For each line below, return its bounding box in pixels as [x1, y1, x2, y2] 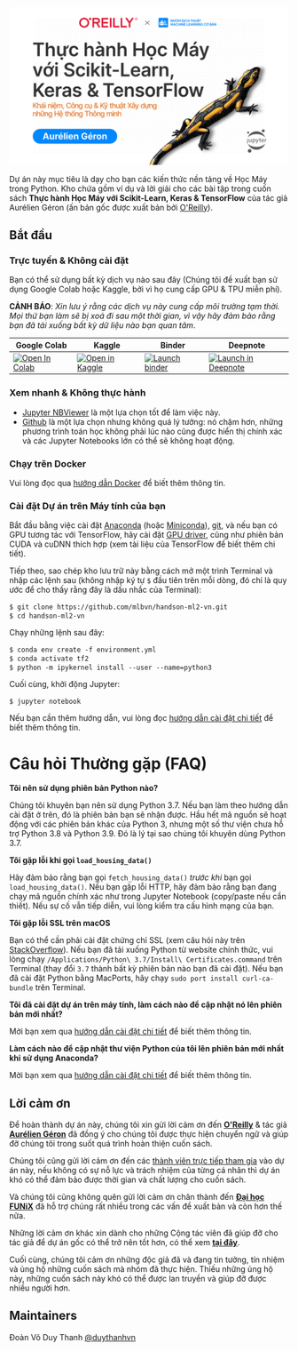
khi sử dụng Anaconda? [9, 1052, 99, 1064]
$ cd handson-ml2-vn [9, 612, 86, 620]
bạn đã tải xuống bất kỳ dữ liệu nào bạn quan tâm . [9, 320, 196, 331]
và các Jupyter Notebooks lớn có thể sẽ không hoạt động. [21, 435, 235, 446]
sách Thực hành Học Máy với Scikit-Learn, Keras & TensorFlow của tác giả [9, 192, 288, 203]
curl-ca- [241, 974, 275, 984]
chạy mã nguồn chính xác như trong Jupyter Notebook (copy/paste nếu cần [9, 891, 286, 902]
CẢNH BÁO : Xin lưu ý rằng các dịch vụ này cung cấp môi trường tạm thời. [9, 301, 280, 312]
